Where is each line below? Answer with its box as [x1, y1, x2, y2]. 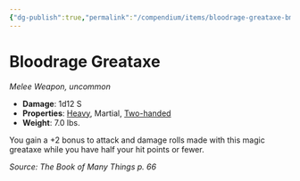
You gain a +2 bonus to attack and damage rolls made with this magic [9, 135, 265, 145]
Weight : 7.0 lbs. [21, 117, 80, 128]
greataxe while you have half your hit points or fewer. [9, 144, 204, 154]
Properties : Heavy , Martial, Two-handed [21, 108, 171, 119]
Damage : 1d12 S [21, 98, 82, 109]
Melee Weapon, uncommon [9, 81, 112, 92]
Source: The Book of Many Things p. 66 [9, 161, 157, 172]
